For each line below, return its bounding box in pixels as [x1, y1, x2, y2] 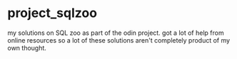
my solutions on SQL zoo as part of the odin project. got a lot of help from [7, 28, 224, 37]
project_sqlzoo [7, 5, 98, 21]
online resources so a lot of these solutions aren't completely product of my [7, 36, 231, 44]
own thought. [7, 43, 46, 52]
